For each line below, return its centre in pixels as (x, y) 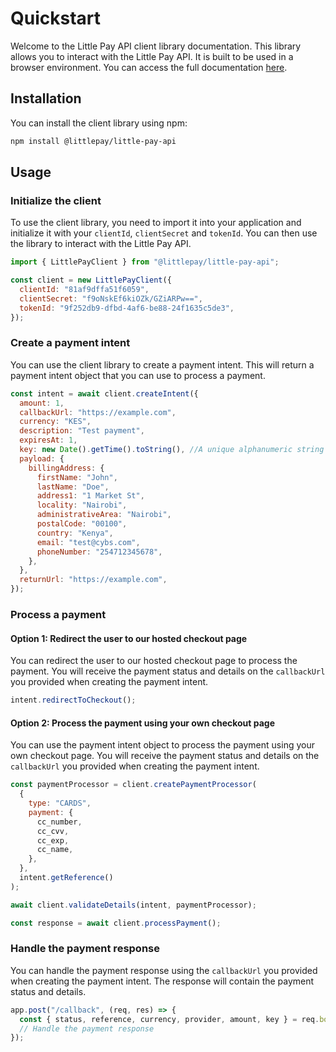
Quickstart (56, 18)
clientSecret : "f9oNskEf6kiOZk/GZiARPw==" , (111, 298)
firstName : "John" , (77, 477)
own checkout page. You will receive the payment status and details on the (165, 756)
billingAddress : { (66, 468)
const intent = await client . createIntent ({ (104, 393)
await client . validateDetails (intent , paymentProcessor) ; (133, 905)
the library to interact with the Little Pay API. (101, 244)
